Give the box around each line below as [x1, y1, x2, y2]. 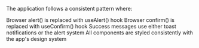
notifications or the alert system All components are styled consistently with [6, 29, 193, 36]
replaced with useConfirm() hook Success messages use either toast [6, 23, 176, 30]
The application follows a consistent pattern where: [6, 5, 133, 12]
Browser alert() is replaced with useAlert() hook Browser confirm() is [6, 17, 175, 23]
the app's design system [6, 36, 67, 42]
